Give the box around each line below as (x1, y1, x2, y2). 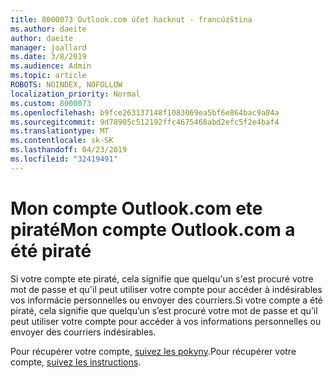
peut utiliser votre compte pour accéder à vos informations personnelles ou (10, 315, 322, 327)
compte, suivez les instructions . (10, 356, 142, 368)
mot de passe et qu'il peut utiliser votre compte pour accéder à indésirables (10, 283, 323, 295)
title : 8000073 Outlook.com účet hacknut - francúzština (10, 14, 253, 25)
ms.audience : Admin (10, 61, 92, 71)
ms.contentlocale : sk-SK (10, 136, 114, 146)
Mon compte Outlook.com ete (10, 197, 263, 220)
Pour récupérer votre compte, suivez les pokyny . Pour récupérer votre (10, 345, 297, 357)
